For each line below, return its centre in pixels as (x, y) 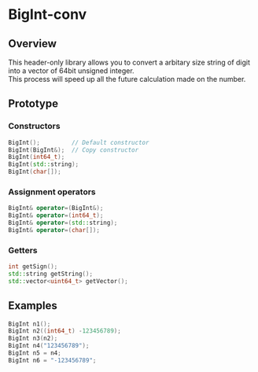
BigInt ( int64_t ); (37, 157)
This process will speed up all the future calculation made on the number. (127, 79)
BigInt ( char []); (35, 172)
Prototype (33, 104)
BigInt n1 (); (29, 324)
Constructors (34, 126)
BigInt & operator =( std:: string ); (63, 223)
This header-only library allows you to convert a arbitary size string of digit (129, 62)
